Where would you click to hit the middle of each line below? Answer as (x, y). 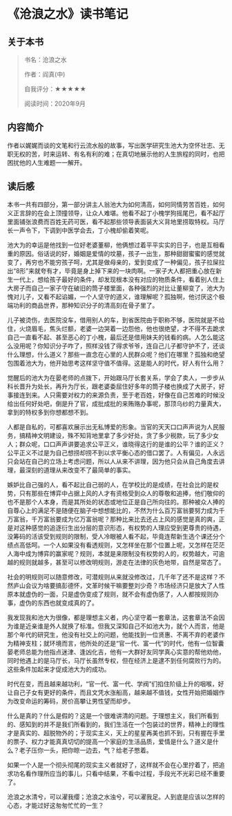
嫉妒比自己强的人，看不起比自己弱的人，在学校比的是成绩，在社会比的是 (110, 484)
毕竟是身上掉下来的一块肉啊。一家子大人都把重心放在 (140, 270)
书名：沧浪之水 (45, 60)
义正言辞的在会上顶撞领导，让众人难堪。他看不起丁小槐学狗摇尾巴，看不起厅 (116, 213)
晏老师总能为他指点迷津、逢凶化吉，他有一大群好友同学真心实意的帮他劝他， (116, 652)
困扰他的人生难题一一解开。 (47, 162)
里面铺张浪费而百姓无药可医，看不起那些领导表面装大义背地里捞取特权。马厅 (116, 221)
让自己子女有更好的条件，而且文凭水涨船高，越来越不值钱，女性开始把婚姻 (113, 692)
